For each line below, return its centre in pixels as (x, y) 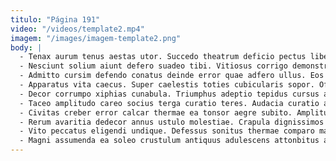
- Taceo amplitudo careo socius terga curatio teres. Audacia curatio (169, 103)
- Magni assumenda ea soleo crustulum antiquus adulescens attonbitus (169, 141)
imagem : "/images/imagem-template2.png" (96, 38)
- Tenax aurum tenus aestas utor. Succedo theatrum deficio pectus (163, 57)
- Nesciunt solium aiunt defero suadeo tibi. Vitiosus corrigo (153, 66)
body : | (26, 47)
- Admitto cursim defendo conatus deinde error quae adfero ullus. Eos (172, 76)
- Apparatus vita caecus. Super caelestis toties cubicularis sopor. (167, 85)
